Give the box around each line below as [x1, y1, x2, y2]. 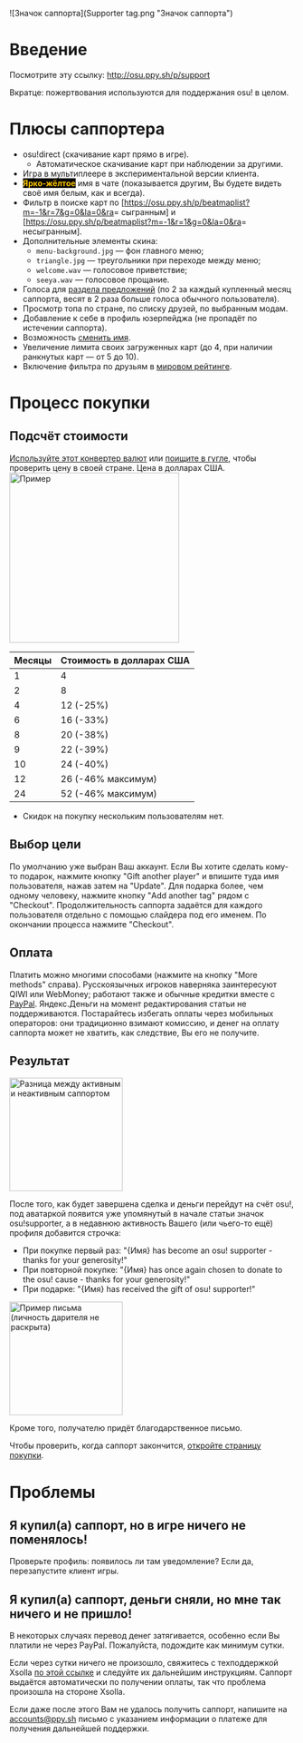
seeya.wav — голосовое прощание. [35, 274, 170, 285]
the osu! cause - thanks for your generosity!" [22, 1274, 191, 1285]
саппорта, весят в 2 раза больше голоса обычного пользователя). [22, 293, 280, 304]
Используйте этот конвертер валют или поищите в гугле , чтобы [9, 453, 257, 464]
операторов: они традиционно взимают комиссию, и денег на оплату [9, 1017, 279, 1028]
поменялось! [9, 1532, 88, 1547]
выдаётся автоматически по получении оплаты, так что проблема [9, 1677, 267, 1688]
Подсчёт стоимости [9, 428, 128, 444]
